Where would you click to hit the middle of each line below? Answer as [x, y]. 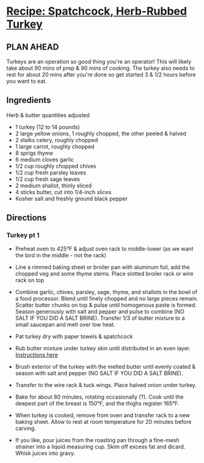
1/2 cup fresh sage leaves [48, 179]
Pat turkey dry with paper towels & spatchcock [74, 336]
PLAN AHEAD [33, 47]
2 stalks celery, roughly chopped [56, 140]
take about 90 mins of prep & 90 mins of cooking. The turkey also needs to [101, 68]
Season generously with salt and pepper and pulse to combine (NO [100, 311]
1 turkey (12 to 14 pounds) [48, 127]
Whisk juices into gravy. [45, 453]
